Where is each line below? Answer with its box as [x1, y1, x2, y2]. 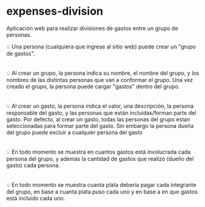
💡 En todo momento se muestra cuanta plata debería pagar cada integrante [6, 181, 197, 188]
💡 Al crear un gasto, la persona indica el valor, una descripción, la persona [6, 102, 194, 110]
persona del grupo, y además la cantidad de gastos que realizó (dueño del [6, 155, 194, 162]
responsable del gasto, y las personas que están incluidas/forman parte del [6, 109, 197, 116]
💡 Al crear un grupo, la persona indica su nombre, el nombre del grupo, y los [6, 69, 199, 77]
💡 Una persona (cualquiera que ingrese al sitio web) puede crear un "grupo [6, 43, 196, 50]
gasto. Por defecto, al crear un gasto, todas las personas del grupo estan [6, 115, 191, 123]
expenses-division [6, 4, 103, 18]
